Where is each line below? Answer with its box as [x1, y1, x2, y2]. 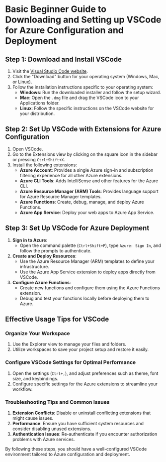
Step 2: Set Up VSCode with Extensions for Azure [5, 125, 162, 133]
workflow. [12, 386, 33, 392]
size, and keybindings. [12, 375, 59, 381]
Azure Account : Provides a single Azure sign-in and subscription [19, 167, 154, 173]
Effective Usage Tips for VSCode [5, 315, 109, 324]
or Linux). [12, 79, 32, 85]
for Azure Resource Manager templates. [19, 193, 102, 200]
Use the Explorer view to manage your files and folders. [12, 341, 127, 347]
